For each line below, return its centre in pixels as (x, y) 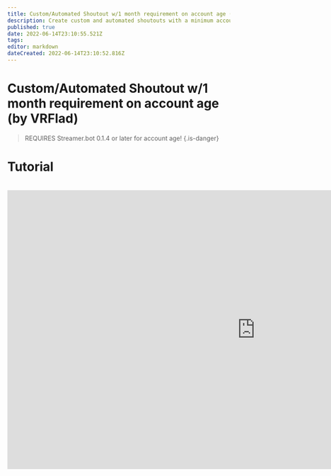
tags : (15, 40)
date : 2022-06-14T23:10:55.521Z (55, 34)
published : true (31, 27)
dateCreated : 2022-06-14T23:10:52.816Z (66, 54)
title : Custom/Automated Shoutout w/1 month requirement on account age (117, 14)
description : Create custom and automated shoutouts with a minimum (110, 21)
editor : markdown (33, 47)
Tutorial (31, 166)
